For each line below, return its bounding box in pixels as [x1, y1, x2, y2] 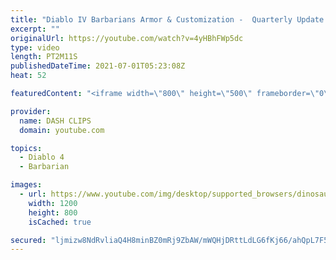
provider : [10, 106, 52, 116]
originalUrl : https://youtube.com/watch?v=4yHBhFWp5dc [10, 33, 244, 43]
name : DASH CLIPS [19, 116, 92, 126]
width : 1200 [28, 198, 78, 208]
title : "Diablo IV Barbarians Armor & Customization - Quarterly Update [10, 14, 325, 25]
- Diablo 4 [19, 152, 65, 163]
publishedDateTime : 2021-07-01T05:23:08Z [10, 61, 186, 71]
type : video [10, 42, 60, 53]
